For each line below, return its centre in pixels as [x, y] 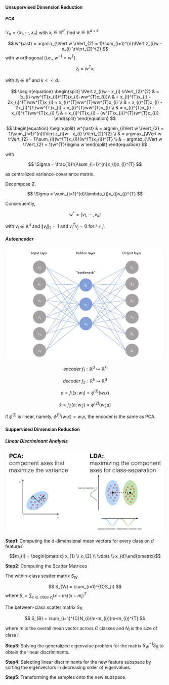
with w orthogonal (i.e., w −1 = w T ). [41, 57]
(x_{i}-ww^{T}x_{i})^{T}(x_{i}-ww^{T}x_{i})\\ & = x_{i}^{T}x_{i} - [85, 97]
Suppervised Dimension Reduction [43, 429]
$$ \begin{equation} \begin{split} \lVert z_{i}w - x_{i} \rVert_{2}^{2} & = [85, 91]
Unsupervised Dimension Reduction [44, 7]
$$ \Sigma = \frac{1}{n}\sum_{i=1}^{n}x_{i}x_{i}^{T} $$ [85, 164]
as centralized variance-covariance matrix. [50, 174]
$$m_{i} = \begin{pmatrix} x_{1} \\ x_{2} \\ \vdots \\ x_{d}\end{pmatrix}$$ [85, 556]
